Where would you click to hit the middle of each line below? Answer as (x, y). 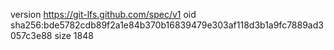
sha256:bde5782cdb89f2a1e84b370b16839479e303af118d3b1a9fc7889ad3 (167, 25)
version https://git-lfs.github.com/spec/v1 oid (103, 14)
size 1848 (74, 35)
